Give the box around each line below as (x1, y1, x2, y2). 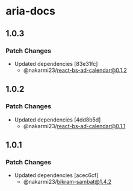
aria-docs (5, 4, 55, 18)
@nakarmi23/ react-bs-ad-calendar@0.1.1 (23, 122, 126, 129)
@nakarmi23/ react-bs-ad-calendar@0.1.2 (23, 66, 127, 74)
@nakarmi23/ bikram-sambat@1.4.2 (23, 178, 112, 186)
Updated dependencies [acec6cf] (14, 172, 99, 179)
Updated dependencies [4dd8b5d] (14, 116, 101, 123)
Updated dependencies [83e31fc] (14, 60, 98, 67)
